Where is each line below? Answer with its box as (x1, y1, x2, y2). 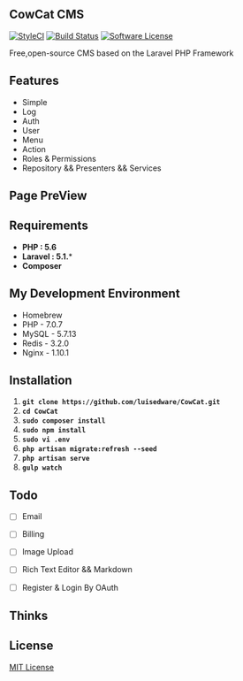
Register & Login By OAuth (21, 582, 119, 593)
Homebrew (21, 310, 63, 320)
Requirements (9, 218, 88, 233)
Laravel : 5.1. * (21, 251, 73, 262)
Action (21, 143, 47, 154)
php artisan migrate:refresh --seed (21, 445, 157, 454)
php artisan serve (21, 455, 90, 463)
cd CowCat (21, 407, 59, 417)
